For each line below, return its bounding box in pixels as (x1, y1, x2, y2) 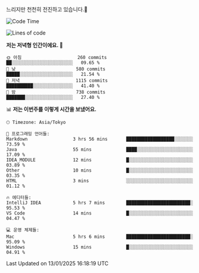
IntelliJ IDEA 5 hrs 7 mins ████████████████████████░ (6, 200, 194, 206)
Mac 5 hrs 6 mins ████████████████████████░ (6, 234, 194, 240)
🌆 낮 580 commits (6, 66, 106, 72)
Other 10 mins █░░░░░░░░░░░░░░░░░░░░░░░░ (6, 167, 194, 173)
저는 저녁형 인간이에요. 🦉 (6, 42, 64, 48)
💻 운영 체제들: (6, 227, 40, 233)
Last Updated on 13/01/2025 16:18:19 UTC (6, 260, 109, 267)
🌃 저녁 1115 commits (6, 77, 108, 83)
